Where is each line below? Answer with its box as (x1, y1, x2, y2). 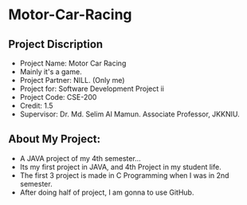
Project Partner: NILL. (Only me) (19, 76, 125, 85)
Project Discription (8, 37, 104, 51)
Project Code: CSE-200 (19, 93, 97, 101)
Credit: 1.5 (19, 101, 53, 110)
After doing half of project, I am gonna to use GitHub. (19, 187, 194, 197)
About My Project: (8, 132, 101, 146)
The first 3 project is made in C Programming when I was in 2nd (19, 170, 229, 180)
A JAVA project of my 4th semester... (19, 153, 141, 163)
